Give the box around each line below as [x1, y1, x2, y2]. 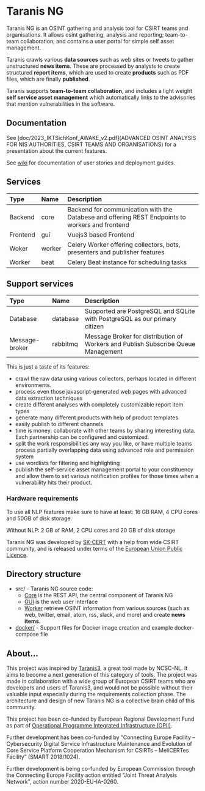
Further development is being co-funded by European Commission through [6, 765, 195, 773]
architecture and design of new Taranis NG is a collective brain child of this [6, 697, 195, 704]
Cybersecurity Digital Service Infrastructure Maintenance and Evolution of [6, 740, 192, 748]
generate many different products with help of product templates [15, 414, 179, 421]
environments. [15, 381, 52, 389]
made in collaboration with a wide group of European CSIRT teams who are [6, 677, 195, 685]
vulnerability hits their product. [15, 479, 93, 487]
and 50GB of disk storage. [6, 515, 72, 522]
